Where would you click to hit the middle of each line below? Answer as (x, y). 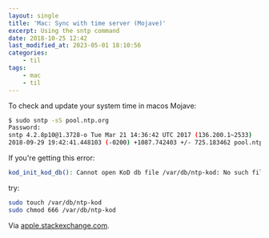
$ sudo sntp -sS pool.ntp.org (59, 120)
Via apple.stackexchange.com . (59, 225)
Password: (25, 128)
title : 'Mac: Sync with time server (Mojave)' (87, 23)
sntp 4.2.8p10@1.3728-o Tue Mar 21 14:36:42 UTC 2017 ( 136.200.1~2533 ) (130, 135)
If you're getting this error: (52, 158)
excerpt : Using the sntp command (64, 30)
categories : (28, 53)
